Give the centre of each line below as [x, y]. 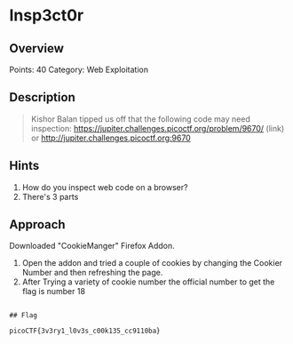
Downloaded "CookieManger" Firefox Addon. [92, 246]
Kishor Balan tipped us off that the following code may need [140, 119]
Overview [37, 48]
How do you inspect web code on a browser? [105, 187]
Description [42, 97]
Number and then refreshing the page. [92, 273]
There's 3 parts [50, 196]
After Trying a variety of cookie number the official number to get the [148, 282]
